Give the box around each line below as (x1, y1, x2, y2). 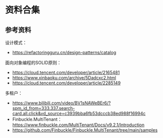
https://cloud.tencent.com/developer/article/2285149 (12, 80, 121, 86)
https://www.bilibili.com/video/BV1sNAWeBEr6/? (12, 100, 111, 106)
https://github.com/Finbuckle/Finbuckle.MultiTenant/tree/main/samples (12, 127, 158, 133)
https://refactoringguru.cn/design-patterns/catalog (12, 50, 117, 55)
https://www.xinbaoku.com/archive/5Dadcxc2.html (12, 75, 116, 80)
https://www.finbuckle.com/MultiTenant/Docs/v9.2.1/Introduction (12, 122, 145, 128)
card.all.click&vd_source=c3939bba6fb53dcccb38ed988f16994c (12, 110, 146, 116)
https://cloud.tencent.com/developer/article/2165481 (12, 69, 120, 75)
